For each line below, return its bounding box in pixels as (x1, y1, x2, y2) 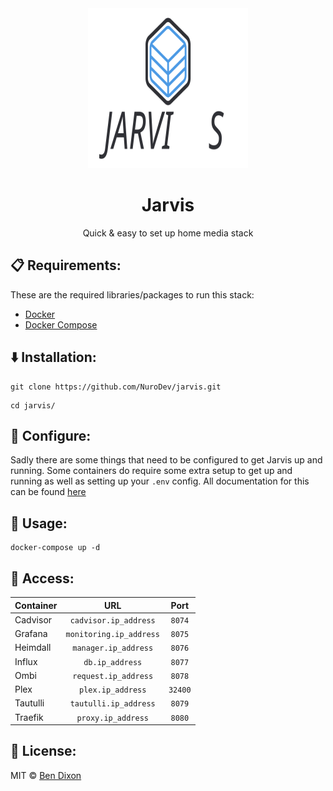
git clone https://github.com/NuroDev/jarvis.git (10, 382, 222, 392)
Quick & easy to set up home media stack (82, 227, 254, 239)
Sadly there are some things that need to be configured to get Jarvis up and (10, 454, 323, 466)
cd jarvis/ (10, 400, 56, 411)
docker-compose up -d (10, 543, 101, 553)
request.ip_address (72, 671, 154, 681)
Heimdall (14, 642, 52, 654)
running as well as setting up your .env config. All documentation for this (10, 475, 310, 487)
